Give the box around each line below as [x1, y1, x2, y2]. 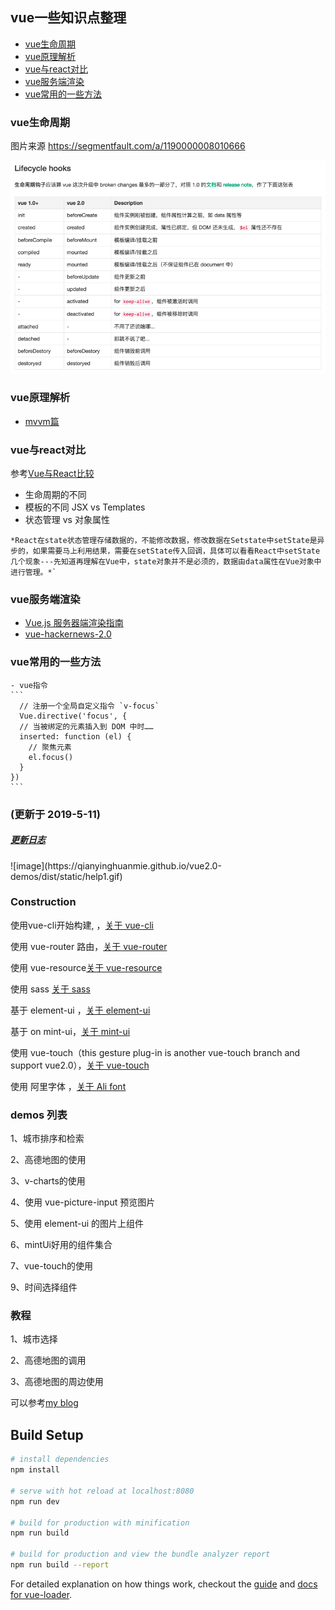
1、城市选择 [10, 1333, 58, 1345]
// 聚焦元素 [28, 742, 72, 752]
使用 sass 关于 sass [10, 983, 91, 995]
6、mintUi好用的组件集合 [10, 1239, 113, 1251]
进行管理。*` [10, 568, 57, 578]
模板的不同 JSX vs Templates [24, 501, 146, 513]
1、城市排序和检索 [10, 1133, 85, 1145]
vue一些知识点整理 [10, 9, 127, 27]
